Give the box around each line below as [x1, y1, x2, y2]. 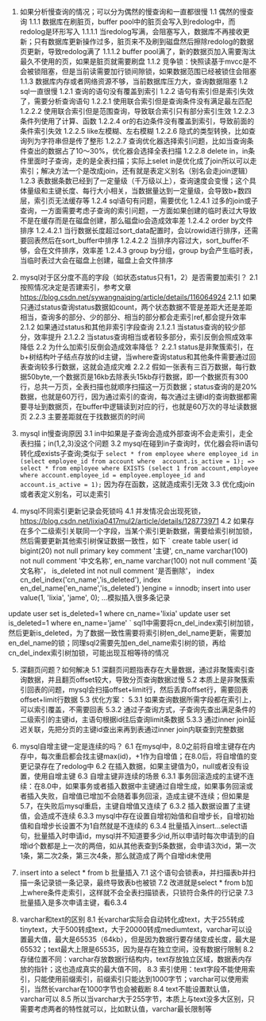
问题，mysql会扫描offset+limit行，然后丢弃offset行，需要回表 [47, 685, 249, 694]
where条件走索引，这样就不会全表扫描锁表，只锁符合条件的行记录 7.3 [26, 888, 254, 897]
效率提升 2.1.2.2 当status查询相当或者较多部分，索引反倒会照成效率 [33, 333, 253, 341]
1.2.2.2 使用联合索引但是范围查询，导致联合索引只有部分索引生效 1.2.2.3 [19, 107, 256, 115]
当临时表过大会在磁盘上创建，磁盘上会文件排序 [19, 255, 173, 265]
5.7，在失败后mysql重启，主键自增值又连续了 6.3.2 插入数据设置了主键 [19, 801, 251, 810]
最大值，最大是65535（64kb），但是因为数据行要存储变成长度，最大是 [26, 934, 256, 944]
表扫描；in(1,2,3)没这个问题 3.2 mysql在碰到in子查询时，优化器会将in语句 [19, 438, 259, 448]
